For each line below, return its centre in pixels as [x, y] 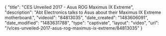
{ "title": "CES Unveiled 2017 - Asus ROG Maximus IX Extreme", [69, 7]
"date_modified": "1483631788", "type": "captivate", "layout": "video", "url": [82, 23]
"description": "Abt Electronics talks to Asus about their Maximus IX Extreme [83, 12]
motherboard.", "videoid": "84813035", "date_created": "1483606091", [77, 18]
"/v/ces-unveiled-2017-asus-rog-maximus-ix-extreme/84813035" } [74, 28]
